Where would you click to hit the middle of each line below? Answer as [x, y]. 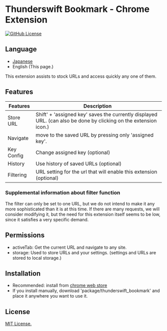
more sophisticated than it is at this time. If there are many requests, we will [83, 209]
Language [21, 49]
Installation [23, 273]
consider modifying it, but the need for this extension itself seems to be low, [83, 214]
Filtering [17, 174]
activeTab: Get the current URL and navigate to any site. [69, 247]
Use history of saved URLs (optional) [79, 164]
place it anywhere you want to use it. [50, 296]
